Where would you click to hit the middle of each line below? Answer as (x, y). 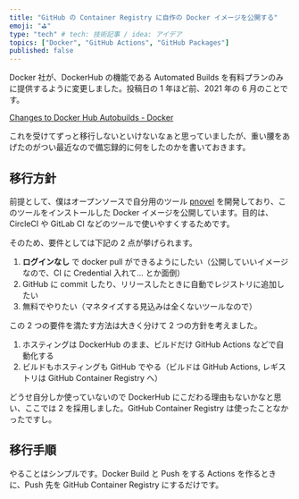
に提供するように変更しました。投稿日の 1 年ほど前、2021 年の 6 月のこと (145, 89)
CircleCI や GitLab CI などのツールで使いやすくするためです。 (122, 224)
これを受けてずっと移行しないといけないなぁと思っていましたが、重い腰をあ (150, 136)
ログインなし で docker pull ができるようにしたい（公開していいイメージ (155, 261)
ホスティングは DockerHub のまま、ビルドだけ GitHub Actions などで (149, 344)
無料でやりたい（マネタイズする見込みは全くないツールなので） (139, 306)
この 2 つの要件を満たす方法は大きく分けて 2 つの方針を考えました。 (136, 325)
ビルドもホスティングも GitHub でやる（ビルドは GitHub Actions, (141, 367)
